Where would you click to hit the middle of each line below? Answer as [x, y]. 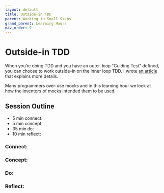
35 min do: [23, 129]
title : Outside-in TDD [28, 14]
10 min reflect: [27, 134]
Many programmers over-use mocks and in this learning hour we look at [78, 86]
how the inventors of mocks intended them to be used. [60, 91]
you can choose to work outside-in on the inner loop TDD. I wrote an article [81, 71]
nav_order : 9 [18, 28]
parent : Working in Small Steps [38, 19]
